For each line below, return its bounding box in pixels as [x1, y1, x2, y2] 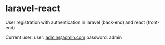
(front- [146, 19, 160, 25]
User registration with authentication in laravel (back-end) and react [5, 19, 145, 25]
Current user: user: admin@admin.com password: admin [5, 34, 122, 40]
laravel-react [5, 3, 60, 14]
